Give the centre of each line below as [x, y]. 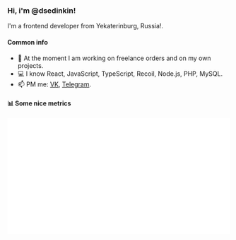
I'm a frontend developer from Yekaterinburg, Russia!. [85, 26]
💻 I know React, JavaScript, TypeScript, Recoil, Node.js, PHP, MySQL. [120, 74]
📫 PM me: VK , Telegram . [54, 84]
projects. [30, 65]
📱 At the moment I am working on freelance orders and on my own [114, 58]
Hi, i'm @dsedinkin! [42, 11]
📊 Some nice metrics [39, 103]
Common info [28, 42]
